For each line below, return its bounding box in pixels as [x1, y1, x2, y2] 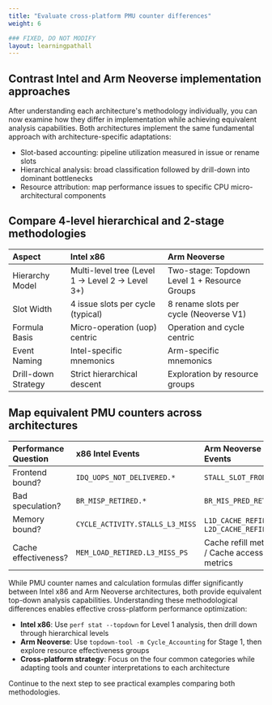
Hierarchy [12, 270, 50, 281]
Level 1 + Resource [167, 275, 241, 286]
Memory [12, 513, 45, 525]
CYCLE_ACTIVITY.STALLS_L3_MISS [75, 519, 197, 529]
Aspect [12, 251, 41, 262]
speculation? [12, 500, 62, 512]
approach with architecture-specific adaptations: [8, 132, 172, 142]
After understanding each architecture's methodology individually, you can [8, 106, 257, 116]
